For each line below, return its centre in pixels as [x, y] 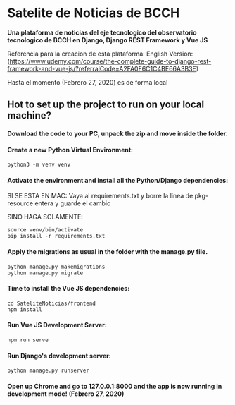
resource [20, 203]
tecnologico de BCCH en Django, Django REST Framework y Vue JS [108, 40]
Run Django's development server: [59, 356]
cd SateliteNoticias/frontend [52, 303]
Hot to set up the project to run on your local [106, 105]
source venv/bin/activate [45, 230]
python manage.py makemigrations [56, 267]
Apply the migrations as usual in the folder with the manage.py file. [108, 251]
